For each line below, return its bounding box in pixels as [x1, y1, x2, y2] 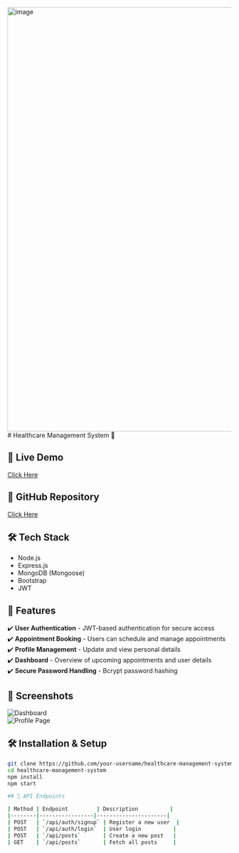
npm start [7, 780, 37, 787]
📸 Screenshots [7, 690, 74, 702]
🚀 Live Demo [7, 451, 64, 463]
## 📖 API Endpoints [7, 793, 65, 800]
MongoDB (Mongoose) [17, 569, 85, 577]
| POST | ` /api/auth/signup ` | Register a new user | [7, 819, 180, 826]
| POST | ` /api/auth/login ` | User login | [7, 825, 176, 832]
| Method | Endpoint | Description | [7, 805, 174, 813]
